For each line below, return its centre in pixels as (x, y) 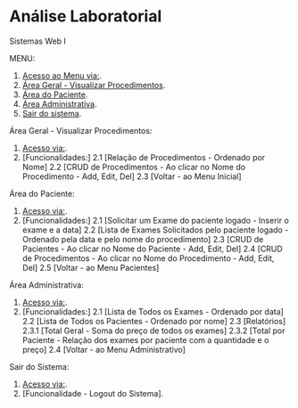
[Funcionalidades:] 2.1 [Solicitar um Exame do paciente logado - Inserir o (156, 220)
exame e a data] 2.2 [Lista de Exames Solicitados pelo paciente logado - (155, 230)
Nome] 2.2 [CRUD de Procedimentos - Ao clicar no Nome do (134, 167)
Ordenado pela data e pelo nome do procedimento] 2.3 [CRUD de (143, 239)
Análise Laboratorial (86, 16)
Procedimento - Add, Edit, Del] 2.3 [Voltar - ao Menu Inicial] (132, 176)
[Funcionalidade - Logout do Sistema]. (93, 393)
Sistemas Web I (38, 41)
